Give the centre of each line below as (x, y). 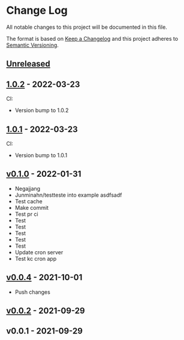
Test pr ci (26, 214)
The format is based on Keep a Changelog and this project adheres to (92, 38)
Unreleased (28, 64)
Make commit (32, 207)
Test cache (29, 201)
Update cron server (39, 252)
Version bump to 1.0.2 (42, 110)
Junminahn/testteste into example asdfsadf (68, 195)
